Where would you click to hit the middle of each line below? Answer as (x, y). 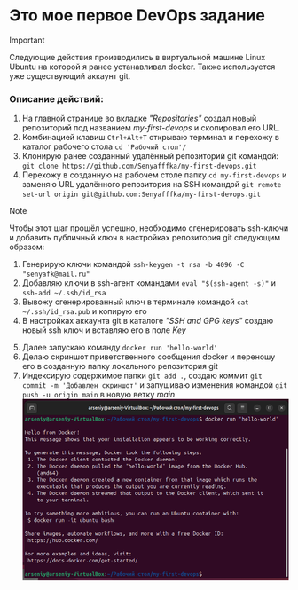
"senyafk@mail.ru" (56, 275)
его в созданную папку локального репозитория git (120, 366)
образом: (27, 247)
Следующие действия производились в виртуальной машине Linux (137, 57)
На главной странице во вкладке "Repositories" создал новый (139, 118)
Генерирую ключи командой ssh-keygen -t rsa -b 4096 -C (133, 264)
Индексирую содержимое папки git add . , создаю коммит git (142, 376)
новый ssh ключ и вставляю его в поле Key (104, 330)
